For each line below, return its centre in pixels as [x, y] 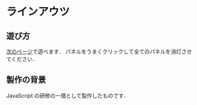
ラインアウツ [38, 12]
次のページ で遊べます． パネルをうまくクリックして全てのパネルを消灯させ [99, 52]
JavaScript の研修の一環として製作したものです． [68, 95]
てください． [22, 59]
